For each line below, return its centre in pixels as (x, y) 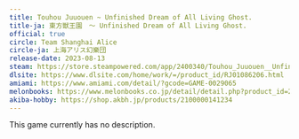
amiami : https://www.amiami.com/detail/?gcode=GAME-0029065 (123, 83)
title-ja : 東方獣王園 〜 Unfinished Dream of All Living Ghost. (128, 26)
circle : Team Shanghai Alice (63, 42)
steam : (21, 67)
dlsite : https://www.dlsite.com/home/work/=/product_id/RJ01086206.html (147, 75)
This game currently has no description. (82, 125)
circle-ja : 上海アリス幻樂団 (58, 50)
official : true (37, 34)
